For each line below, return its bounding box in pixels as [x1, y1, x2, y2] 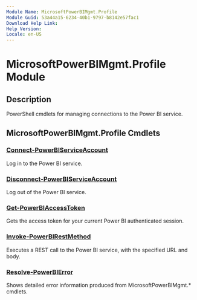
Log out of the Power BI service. [6, 189, 86, 196]
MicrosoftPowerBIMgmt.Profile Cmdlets [6, 128, 161, 138]
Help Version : [6, 25, 42, 32]
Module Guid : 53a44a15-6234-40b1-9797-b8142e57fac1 [6, 15, 139, 21]
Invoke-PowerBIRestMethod [6, 232, 91, 241]
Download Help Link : [6, 20, 59, 26]
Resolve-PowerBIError [6, 267, 74, 276]
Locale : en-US [6, 31, 42, 37]
